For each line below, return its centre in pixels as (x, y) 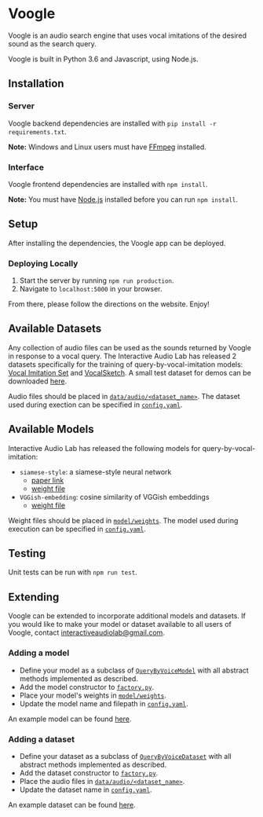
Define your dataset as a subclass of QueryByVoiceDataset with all (125, 756)
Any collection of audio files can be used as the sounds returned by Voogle (130, 347)
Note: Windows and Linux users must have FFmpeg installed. (107, 147)
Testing (27, 553)
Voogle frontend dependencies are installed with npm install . (108, 184)
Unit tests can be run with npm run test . (73, 572)
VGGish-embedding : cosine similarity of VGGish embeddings (114, 496)
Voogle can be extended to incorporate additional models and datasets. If (127, 616)
